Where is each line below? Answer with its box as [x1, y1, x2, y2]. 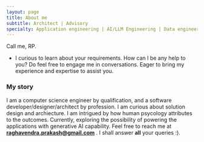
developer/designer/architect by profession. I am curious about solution [6, 103, 186, 110]
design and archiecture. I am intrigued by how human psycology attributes [6, 109, 192, 116]
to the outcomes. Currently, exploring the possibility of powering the [6, 116, 177, 123]
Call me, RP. [6, 43, 36, 50]
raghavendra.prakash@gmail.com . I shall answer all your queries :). [6, 129, 181, 136]
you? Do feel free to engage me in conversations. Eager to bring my [15, 61, 185, 68]
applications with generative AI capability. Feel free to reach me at [6, 122, 172, 130]
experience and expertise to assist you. [15, 68, 114, 75]
